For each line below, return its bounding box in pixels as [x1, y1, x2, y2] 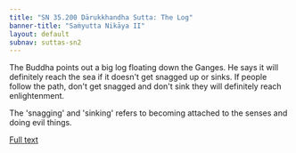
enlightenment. [9, 91, 65, 101]
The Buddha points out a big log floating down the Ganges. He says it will [9, 62, 279, 73]
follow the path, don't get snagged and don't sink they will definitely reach [9, 81, 283, 92]
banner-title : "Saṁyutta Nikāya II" [9, 21, 145, 30]
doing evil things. [9, 117, 73, 128]
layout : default [9, 29, 70, 38]
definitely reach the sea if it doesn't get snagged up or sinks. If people [9, 72, 267, 83]
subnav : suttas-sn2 [9, 37, 82, 47]
